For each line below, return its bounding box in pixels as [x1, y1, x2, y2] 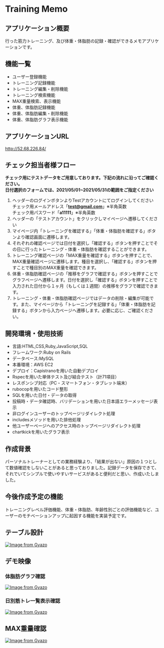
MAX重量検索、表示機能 [12, 98, 61, 104]
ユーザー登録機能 [12, 73, 47, 79]
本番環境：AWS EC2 [12, 362, 53, 368]
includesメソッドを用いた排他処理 [12, 417, 81, 423]
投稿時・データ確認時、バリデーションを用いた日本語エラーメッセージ [12, 398, 154, 404]
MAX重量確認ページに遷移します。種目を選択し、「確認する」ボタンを [12, 258, 153, 265]
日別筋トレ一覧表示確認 [5, 598, 60, 604]
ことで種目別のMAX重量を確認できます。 [16, 265, 99, 271]
